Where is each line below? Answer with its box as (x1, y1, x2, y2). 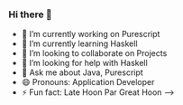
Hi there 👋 (8, 8, 53, 21)
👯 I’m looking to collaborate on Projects (21, 48, 168, 59)
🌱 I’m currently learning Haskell (21, 38, 138, 49)
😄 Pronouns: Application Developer (21, 77, 155, 88)
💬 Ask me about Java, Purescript (21, 67, 143, 78)
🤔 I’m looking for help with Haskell (21, 58, 148, 69)
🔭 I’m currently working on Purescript (21, 29, 160, 40)
